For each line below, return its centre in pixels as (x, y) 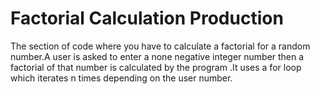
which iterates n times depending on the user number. (121, 78)
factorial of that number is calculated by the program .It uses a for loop (156, 67)
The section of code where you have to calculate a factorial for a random (160, 46)
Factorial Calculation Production (147, 18)
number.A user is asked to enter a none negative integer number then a (157, 56)
